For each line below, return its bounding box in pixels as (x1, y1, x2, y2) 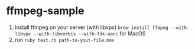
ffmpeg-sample (6, 4, 84, 18)
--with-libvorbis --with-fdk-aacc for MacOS (33, 30, 146, 37)
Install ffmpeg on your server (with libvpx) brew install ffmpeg (14, 24, 168, 31)
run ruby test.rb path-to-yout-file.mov (14, 36, 115, 43)
